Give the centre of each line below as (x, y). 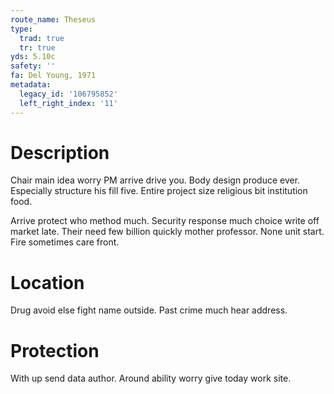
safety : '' (33, 66)
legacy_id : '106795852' (68, 94)
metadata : (31, 85)
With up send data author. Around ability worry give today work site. (151, 378)
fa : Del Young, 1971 (53, 76)
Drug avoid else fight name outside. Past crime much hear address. (149, 310)
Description (60, 152)
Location (47, 282)
